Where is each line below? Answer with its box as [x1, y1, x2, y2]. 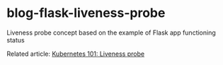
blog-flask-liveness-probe [6, 5, 166, 21]
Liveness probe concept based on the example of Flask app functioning [6, 28, 217, 37]
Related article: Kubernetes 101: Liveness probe [6, 49, 145, 58]
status [6, 35, 25, 44]
